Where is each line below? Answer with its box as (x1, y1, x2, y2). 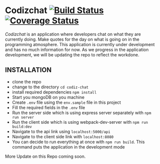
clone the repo (12, 79, 42, 84)
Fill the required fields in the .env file (12, 104, 85, 110)
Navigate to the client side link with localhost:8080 (12, 133, 114, 139)
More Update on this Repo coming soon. (5, 153, 86, 159)
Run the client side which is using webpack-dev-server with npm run (12, 119, 148, 125)
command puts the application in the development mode (12, 144, 125, 150)
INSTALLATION (5, 66, 52, 74)
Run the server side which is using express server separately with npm (12, 110, 151, 115)
